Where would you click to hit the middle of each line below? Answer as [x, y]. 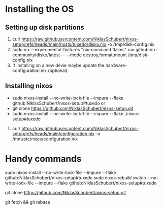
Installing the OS [40, 9]
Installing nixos [29, 86]
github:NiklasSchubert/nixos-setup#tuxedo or [59, 103]
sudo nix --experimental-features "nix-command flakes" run [73, 50]
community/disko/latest [36, 55]
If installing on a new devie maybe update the [58, 65]
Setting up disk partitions [45, 27]
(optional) [57, 70]
